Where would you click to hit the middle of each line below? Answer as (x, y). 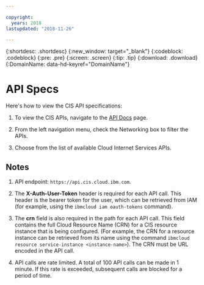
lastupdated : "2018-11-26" (40, 29)
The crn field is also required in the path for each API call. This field (99, 218)
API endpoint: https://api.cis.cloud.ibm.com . (73, 182)
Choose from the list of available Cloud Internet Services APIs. (93, 148)
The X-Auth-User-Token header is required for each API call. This (98, 193)
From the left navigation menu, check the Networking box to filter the (101, 129)
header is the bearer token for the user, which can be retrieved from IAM (106, 200)
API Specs (32, 89)
